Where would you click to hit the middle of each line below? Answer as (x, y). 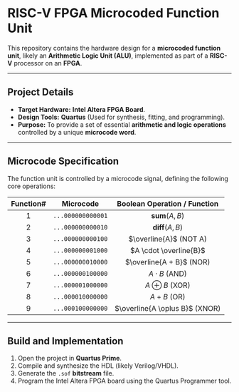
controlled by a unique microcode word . (77, 132)
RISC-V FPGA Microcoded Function (113, 13)
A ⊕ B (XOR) (168, 285)
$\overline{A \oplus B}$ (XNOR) (168, 308)
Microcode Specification (63, 161)
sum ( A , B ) (168, 215)
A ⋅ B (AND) (168, 274)
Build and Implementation (65, 341)
